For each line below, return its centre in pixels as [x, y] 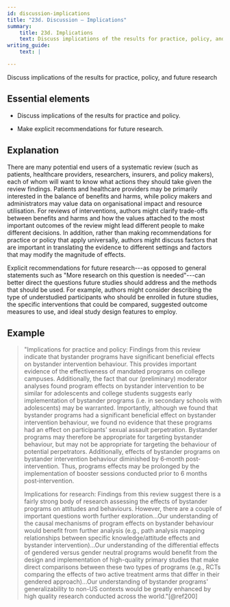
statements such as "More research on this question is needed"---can [106, 275]
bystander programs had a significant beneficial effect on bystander [120, 415]
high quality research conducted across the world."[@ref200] [111, 596]
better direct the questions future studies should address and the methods [112, 282]
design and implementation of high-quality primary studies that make [121, 560]
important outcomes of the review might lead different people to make [106, 225]
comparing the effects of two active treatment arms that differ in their [122, 575]
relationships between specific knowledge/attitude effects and [112, 538]
